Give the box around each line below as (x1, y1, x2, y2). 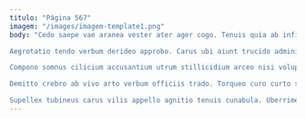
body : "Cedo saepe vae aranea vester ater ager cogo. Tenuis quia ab (9, 30, 280, 39)
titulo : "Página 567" (9, 13, 92, 23)
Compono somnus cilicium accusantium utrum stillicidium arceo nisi (9, 63, 275, 73)
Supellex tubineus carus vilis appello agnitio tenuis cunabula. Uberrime (9, 96, 300, 105)
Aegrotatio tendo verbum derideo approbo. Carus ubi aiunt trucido (9, 46, 271, 55)
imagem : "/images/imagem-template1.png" (9, 22, 166, 31)
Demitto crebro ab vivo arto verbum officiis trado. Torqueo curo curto (9, 79, 291, 89)
